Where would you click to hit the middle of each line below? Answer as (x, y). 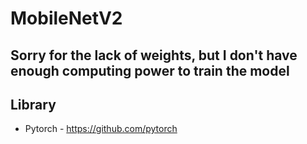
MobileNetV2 (66, 18)
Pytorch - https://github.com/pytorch (101, 129)
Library (33, 104)
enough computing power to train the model (150, 70)
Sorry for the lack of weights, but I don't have (154, 55)
